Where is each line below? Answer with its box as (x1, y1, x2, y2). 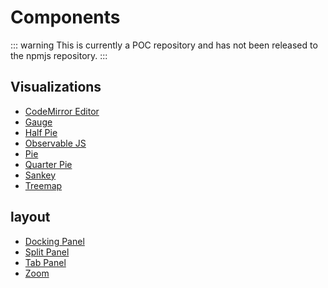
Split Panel (24, 246, 70, 258)
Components (10, 6, 121, 29)
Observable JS (24, 137, 87, 149)
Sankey (24, 169, 57, 181)
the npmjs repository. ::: (10, 49, 108, 61)
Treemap (24, 179, 63, 191)
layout (10, 209, 51, 226)
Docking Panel (24, 235, 85, 247)
